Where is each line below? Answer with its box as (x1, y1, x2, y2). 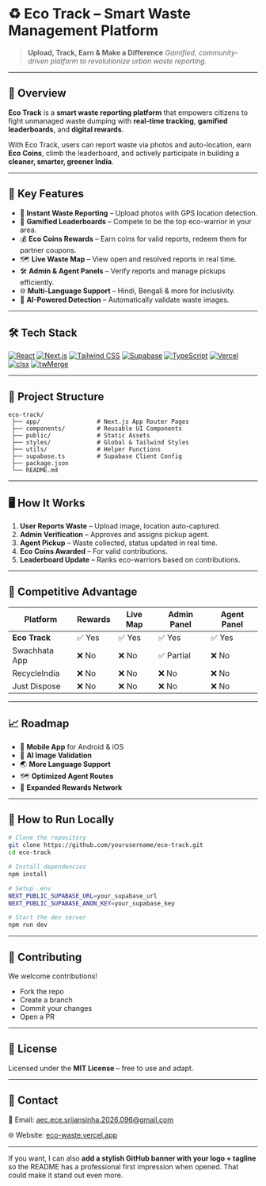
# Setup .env (8, 884, 51, 892)
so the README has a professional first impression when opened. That (8, 1161, 239, 1171)
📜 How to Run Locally (8, 813, 115, 826)
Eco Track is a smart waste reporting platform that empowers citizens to (8, 108, 248, 117)
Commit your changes (19, 1004, 93, 1012)
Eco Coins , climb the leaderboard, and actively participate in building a (8, 148, 240, 158)
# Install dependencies (8, 863, 87, 871)
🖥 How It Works (8, 496, 85, 509)
